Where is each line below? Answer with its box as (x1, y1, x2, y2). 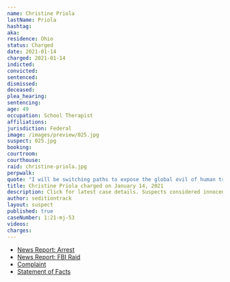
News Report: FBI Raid (16, 253, 81, 261)
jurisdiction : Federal (7, 125, 72, 132)
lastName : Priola (7, 16, 57, 23)
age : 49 (7, 106, 29, 113)
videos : (7, 220, 29, 227)
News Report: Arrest (16, 246, 75, 254)
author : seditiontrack (7, 195, 72, 202)
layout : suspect (7, 202, 53, 209)
